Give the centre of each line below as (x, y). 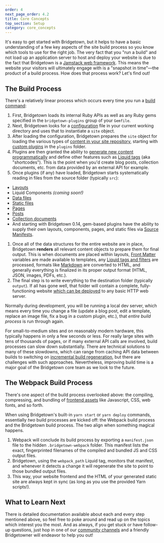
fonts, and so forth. (24, 405)
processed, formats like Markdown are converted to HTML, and (76, 265)
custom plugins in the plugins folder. (49, 146)
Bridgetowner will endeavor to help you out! (49, 535)
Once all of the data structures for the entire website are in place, (78, 244)
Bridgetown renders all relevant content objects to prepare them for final (85, 249)
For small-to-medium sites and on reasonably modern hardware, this (74, 331)
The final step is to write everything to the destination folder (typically (82, 280)
